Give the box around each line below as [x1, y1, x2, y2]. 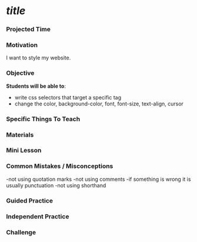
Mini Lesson [6, 146, 42, 154]
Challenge [6, 228, 36, 236]
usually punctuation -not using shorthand [6, 181, 106, 189]
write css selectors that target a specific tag [14, 94, 122, 101]
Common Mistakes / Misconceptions [6, 162, 113, 170]
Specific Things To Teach [6, 115, 81, 123]
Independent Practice [6, 212, 69, 220]
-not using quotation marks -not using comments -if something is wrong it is [6, 175, 191, 183]
